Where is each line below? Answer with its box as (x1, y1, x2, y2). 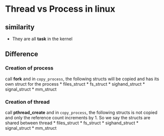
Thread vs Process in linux (5, 3, 115, 15)
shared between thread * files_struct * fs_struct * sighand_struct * (5, 120, 139, 126)
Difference (5, 50, 38, 58)
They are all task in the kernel (12, 36, 73, 42)
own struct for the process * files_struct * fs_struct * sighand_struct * (5, 81, 145, 87)
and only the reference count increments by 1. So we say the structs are (5, 114, 151, 120)
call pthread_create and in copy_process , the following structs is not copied (5, 109, 158, 115)
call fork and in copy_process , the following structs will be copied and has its (5, 76, 160, 82)
